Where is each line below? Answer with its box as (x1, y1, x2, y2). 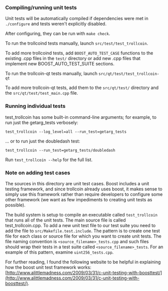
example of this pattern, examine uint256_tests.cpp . (5, 249, 114, 255)
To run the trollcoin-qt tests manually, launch (5, 70, 98, 77)
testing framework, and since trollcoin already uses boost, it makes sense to (5, 186, 162, 192)
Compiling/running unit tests (5, 4, 77, 11)
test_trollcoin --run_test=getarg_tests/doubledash (5, 148, 115, 153)
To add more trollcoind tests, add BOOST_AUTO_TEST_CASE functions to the (5, 50, 153, 56)
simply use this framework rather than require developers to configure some (5, 191, 163, 197)
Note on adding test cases (5, 169, 70, 176)
